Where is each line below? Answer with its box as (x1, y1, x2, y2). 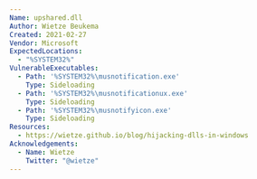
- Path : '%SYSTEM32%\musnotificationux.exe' (17, 89, 188, 98)
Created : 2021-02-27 (9, 30, 88, 39)
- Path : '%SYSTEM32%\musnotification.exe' (17, 72, 180, 81)
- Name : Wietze (17, 147, 75, 156)
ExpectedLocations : (9, 47, 83, 56)
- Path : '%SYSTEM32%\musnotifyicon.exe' (17, 106, 172, 115)
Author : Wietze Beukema (9, 22, 100, 31)
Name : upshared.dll (9, 13, 83, 23)
